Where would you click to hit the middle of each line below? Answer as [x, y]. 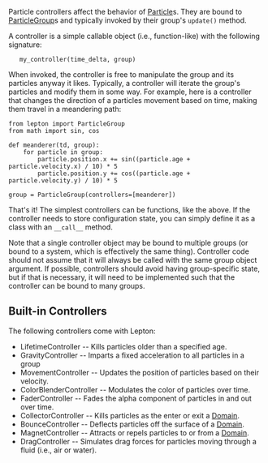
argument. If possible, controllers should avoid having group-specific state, [134, 268]
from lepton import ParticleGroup [67, 124]
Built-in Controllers [58, 311]
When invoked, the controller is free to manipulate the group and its [121, 75]
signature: [25, 45]
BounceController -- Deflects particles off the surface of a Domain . [132, 424]
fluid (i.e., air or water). [58, 450]
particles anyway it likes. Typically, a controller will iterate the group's [125, 83]
